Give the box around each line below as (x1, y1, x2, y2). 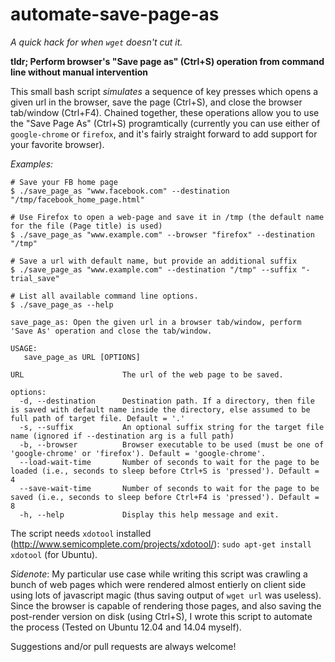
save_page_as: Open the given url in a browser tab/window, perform (10, 317, 302, 327)
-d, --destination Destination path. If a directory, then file (19, 396, 315, 406)
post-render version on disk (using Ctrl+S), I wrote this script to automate (10, 610, 313, 622)
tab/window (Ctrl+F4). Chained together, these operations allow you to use (10, 106, 320, 118)
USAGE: (10, 343, 38, 353)
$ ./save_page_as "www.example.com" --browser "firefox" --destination (10, 229, 315, 240)
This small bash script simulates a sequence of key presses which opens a (10, 85, 319, 97)
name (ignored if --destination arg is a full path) (10, 431, 235, 441)
